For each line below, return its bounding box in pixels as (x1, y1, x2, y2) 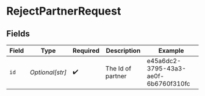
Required (72, 47, 99, 55)
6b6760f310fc (146, 80, 190, 87)
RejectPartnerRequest (6, 4, 121, 18)
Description (106, 47, 141, 55)
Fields (6, 29, 31, 39)
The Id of (105, 64, 132, 72)
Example (158, 47, 184, 55)
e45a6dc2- (146, 57, 181, 65)
